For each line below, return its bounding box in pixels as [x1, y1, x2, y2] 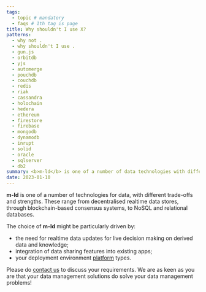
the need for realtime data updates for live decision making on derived [15, 234, 193, 242]
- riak [12, 89, 29, 95]
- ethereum [12, 112, 40, 118]
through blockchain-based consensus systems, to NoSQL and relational [6, 204, 188, 212]
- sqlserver [12, 157, 43, 163]
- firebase [12, 123, 40, 129]
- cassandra [12, 94, 43, 101]
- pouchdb [12, 72, 37, 78]
